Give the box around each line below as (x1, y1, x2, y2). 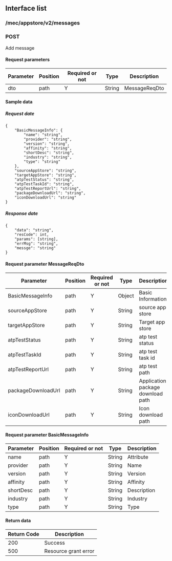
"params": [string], (14, 236, 58, 242)
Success (44, 539, 66, 546)
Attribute (127, 453, 148, 460)
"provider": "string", (24, 137, 72, 142)
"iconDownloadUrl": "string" (14, 195, 77, 200)
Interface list (5, 4, 47, 13)
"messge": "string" (14, 246, 56, 251)
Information (139, 295, 167, 303)
